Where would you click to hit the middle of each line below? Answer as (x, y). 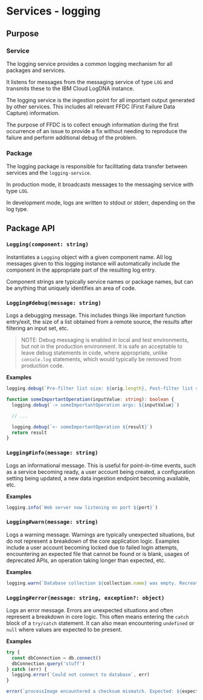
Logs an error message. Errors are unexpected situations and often (90, 610)
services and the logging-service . (49, 173)
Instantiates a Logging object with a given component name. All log (89, 257)
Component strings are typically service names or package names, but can (100, 281)
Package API (31, 228)
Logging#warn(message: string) (52, 522)
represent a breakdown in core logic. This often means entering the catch (98, 617)
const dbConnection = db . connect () (56, 658)
